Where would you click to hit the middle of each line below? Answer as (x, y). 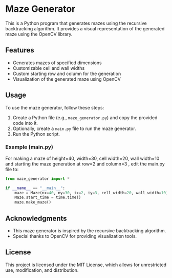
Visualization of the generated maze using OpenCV (67, 79)
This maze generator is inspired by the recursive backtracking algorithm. (89, 231)
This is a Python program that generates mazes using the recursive (76, 23)
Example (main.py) (29, 147)
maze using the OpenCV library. (39, 34)
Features (20, 50)
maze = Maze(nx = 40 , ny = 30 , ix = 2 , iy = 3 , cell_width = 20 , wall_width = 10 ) (91, 193)
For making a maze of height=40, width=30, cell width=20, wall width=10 (82, 158)
